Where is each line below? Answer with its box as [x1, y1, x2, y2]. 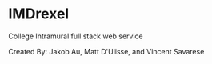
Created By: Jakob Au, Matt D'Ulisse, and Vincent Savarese [8, 46, 205, 56]
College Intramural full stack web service [8, 31, 144, 41]
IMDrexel [8, 5, 70, 23]
